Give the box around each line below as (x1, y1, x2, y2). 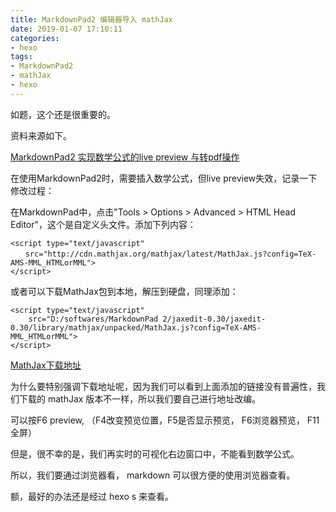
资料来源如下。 (10, 129, 72, 141)
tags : (10, 52, 33, 62)
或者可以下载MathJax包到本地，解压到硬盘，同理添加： (10, 285, 239, 297)
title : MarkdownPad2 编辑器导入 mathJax (10, 14, 173, 25)
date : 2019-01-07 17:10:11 (10, 24, 123, 34)
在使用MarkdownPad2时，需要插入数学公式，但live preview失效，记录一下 (10, 172, 318, 184)
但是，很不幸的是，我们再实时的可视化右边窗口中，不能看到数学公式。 (10, 447, 300, 460)
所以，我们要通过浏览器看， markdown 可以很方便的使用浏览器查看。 (10, 469, 296, 481)
